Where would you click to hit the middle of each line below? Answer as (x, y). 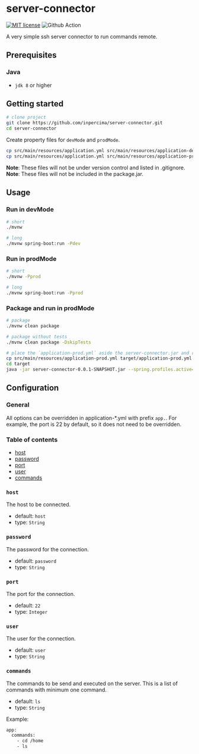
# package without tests (37, 337)
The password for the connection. (48, 549)
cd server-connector (32, 129)
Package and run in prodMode (50, 308)
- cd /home (30, 741)
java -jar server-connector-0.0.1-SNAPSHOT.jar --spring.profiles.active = (100, 370)
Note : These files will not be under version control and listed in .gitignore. (96, 168)
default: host (30, 516)
